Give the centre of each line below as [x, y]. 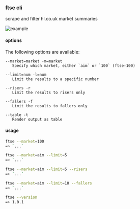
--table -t [17, 115]
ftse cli [14, 8]
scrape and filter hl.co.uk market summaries [51, 19]
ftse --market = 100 [25, 141]
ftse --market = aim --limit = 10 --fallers [49, 183]
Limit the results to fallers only [50, 106]
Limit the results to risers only [49, 92]
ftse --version [21, 197]
